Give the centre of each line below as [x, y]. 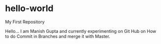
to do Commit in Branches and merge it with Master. [58, 36]
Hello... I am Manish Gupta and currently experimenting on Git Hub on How [81, 31]
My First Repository [25, 22]
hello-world [29, 8]
